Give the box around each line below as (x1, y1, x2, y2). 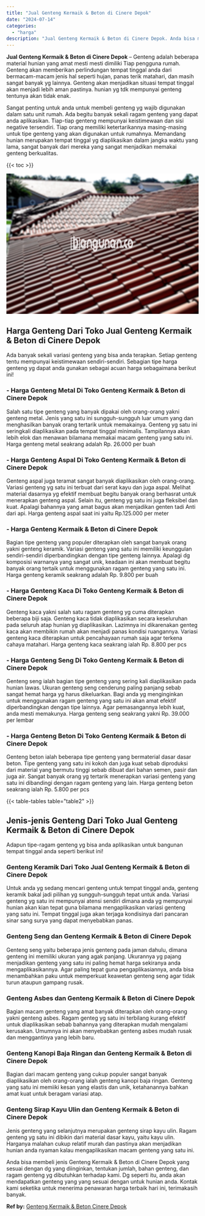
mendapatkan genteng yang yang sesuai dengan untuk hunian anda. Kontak (6, 1177, 198, 1185)
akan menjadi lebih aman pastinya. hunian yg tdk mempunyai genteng (6, 86, 182, 93)
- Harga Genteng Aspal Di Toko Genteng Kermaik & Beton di (6, 456, 186, 464)
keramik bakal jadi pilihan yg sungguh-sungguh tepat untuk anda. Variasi (6, 891, 189, 899)
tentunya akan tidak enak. (6, 92, 71, 100)
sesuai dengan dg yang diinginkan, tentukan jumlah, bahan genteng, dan (6, 1165, 189, 1172)
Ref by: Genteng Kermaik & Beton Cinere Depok (6, 1203, 127, 1210)
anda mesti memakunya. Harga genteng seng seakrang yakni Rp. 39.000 (6, 710, 190, 717)
